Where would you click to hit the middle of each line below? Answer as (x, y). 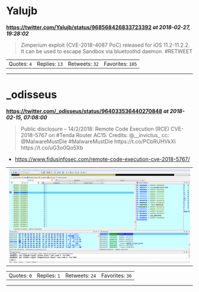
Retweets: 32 (83, 64)
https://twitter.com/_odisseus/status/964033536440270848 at (87, 111)
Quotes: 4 (20, 64)
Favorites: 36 (116, 275)
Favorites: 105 (120, 64)
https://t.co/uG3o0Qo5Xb (52, 148)
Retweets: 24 (81, 275)
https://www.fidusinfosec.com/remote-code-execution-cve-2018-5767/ (102, 159)
